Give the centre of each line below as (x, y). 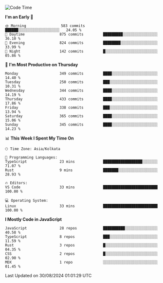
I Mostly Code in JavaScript (34, 219)
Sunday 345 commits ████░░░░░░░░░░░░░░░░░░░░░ (81, 124)
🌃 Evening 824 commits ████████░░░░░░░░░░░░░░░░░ (81, 43)
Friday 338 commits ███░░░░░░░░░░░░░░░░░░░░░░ (81, 107)
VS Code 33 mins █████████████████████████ (81, 187)
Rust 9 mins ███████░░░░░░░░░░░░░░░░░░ (81, 170)
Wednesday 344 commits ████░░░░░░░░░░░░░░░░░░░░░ (81, 90)
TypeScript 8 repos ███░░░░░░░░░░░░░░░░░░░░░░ (81, 237)
